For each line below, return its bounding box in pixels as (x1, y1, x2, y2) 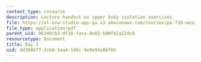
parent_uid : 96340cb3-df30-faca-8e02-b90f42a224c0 (6, 31, 135, 37)
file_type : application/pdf (6, 25, 77, 31)
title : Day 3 (6, 42, 39, 48)
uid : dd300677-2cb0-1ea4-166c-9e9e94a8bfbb (6, 47, 117, 53)
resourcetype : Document (6, 36, 66, 42)
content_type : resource (6, 8, 66, 15)
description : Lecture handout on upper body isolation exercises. (6, 14, 175, 20)
